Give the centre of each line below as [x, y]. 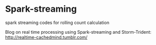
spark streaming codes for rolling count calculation [57, 22]
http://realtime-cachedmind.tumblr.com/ [46, 37]
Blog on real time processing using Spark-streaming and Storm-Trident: [78, 32]
